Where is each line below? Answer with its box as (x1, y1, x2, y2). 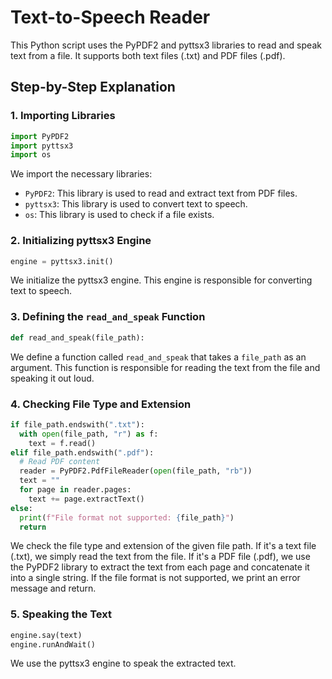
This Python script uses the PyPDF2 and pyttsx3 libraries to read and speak (10, 39, 322, 51)
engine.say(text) (10, 630, 83, 640)
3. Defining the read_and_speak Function (10, 310, 206, 324)
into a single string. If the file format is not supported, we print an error (10, 572, 301, 584)
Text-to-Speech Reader (10, 6, 211, 29)
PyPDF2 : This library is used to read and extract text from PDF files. (24, 187, 298, 200)
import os (10, 150, 52, 160)
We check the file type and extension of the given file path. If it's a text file (10, 540, 317, 552)
